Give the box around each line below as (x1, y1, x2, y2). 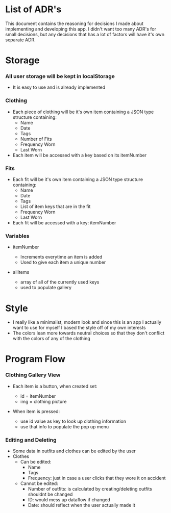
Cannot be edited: (20, 480, 59, 486)
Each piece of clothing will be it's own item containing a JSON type (12, 109, 154, 115)
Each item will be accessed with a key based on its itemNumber (12, 152, 147, 158)
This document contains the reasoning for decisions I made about (5, 20, 144, 27)
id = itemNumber (20, 393, 56, 399)
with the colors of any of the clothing (12, 336, 90, 342)
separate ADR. (5, 37, 36, 43)
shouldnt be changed (28, 491, 73, 498)
